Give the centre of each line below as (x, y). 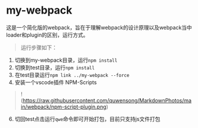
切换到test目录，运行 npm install (55, 67)
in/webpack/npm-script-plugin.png (63, 107)
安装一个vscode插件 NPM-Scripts (56, 82)
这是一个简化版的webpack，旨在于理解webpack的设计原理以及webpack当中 (99, 27)
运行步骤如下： (39, 47)
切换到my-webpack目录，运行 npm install (66, 60)
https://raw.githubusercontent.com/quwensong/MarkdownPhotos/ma (107, 100)
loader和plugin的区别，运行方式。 (47, 35)
